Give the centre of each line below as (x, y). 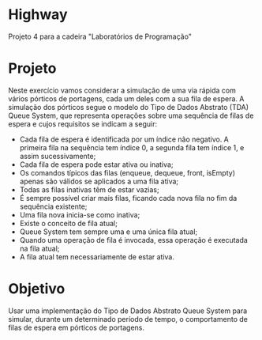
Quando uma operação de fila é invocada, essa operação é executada (134, 240)
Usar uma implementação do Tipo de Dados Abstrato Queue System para (128, 311)
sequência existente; (53, 206)
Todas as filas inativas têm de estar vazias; (89, 189)
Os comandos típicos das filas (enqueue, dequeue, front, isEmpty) (127, 172)
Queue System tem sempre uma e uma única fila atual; (109, 232)
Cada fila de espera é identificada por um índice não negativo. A (124, 139)
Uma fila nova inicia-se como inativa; (80, 214)
